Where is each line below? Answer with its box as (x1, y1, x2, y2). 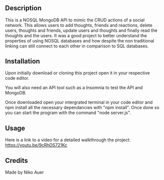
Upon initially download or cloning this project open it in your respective (5, 70, 150, 76)
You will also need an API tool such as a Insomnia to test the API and (5, 85, 143, 90)
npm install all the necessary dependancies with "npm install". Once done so (5, 105, 160, 111)
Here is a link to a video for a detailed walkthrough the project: (5, 137, 131, 143)
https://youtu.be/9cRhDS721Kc (5, 142, 68, 148)
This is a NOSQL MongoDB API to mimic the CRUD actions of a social (5, 17, 145, 23)
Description (5, 4, 42, 12)
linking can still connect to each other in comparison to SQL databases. (5, 43, 149, 49)
